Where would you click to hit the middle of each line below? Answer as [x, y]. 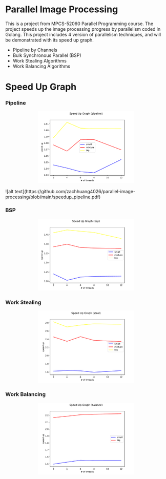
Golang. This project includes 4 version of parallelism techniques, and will [83, 34]
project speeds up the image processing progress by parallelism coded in [83, 29]
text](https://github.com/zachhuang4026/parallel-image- [75, 192]
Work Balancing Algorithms [42, 66]
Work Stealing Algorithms [39, 60]
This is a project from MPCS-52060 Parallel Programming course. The [79, 24]
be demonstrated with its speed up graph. [49, 40]
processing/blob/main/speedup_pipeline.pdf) [53, 197]
